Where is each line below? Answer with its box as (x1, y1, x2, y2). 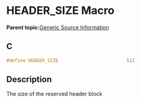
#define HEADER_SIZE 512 (6, 57, 136, 64)
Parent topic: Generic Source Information (6, 24, 110, 31)
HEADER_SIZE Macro (6, 4, 115, 18)
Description (6, 74, 52, 85)
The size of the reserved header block (6, 90, 103, 98)
